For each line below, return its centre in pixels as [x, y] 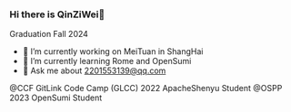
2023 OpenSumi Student [56, 98]
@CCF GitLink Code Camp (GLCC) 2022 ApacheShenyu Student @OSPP [146, 89]
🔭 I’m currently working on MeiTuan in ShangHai [113, 51]
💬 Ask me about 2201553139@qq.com [94, 70]
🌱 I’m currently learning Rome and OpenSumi [107, 61]
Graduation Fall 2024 [49, 34]
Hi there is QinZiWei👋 [57, 14]
